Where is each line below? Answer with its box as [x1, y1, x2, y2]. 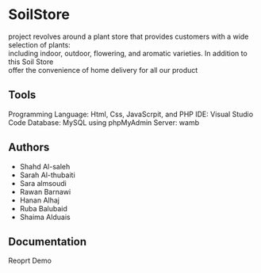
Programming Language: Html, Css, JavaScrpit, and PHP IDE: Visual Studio [8, 109, 254, 119]
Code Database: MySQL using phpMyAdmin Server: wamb [8, 117, 200, 127]
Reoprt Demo [8, 256, 52, 266]
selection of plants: [8, 40, 71, 49]
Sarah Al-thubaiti [19, 170, 75, 180]
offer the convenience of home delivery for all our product [8, 65, 198, 74]
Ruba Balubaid [19, 203, 67, 213]
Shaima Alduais [19, 212, 71, 222]
